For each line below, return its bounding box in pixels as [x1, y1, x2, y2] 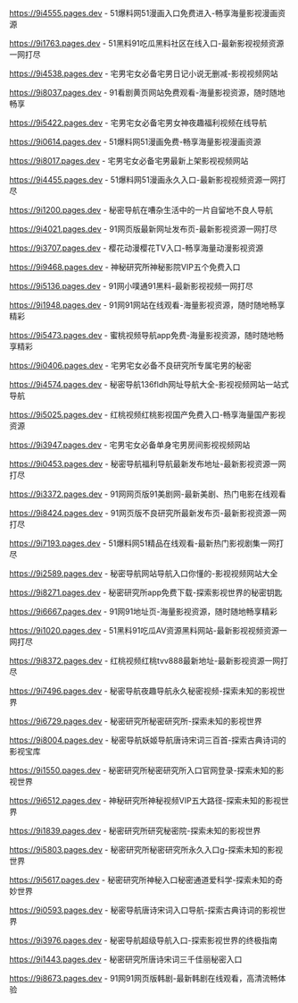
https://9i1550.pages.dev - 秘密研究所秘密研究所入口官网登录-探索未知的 [9, 765, 277, 776]
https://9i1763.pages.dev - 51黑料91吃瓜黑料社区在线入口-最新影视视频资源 [9, 38, 285, 48]
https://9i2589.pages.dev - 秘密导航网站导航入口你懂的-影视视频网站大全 [9, 568, 278, 579]
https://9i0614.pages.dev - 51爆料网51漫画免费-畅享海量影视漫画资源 [9, 137, 261, 147]
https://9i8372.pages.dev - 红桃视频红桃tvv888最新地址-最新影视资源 [9, 656, 265, 666]
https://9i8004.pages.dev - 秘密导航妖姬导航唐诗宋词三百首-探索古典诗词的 [9, 735, 287, 745]
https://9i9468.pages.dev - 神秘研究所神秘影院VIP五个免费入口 [9, 262, 241, 272]
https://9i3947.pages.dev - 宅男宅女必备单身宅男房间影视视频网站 [9, 439, 251, 450]
